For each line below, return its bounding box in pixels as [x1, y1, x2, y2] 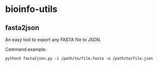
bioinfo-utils [5, 3, 57, 15]
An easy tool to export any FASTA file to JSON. [5, 36, 101, 42]
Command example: [5, 46, 46, 52]
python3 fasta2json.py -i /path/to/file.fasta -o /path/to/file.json [5, 56, 153, 61]
